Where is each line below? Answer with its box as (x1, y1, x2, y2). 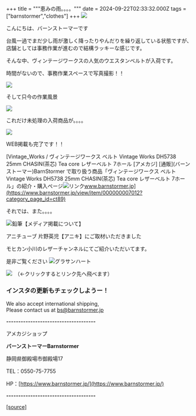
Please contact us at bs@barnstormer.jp (6, 306, 104, 314)
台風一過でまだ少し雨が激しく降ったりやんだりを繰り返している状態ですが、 (6, 37, 192, 44)
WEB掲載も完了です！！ (6, 140, 65, 148)
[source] (6, 404, 27, 411)
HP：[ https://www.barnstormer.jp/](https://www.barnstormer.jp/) (6, 380, 164, 388)
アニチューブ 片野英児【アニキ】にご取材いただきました (6, 232, 142, 240)
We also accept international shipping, (6, 300, 99, 307)
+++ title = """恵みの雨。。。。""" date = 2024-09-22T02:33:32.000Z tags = (6, 5, 187, 12)
